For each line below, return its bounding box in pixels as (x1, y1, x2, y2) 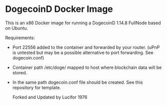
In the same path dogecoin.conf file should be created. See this (12, 79, 143, 85)
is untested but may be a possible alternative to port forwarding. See (12, 50, 154, 55)
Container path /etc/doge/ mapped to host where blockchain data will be (12, 64, 162, 70)
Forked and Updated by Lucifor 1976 (12, 94, 88, 100)
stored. (12, 69, 27, 75)
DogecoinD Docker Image (5, 3, 113, 15)
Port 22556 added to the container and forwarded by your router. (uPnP (12, 44, 160, 50)
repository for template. (12, 84, 61, 90)
